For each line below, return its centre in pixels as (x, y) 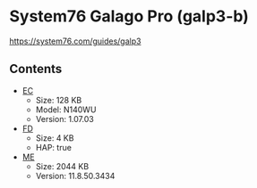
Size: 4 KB (55, 138)
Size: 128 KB (59, 100)
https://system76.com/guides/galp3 (75, 41)
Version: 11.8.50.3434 (75, 176)
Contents (36, 69)
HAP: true (53, 147)
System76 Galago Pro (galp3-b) (129, 16)
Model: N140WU (66, 110)
